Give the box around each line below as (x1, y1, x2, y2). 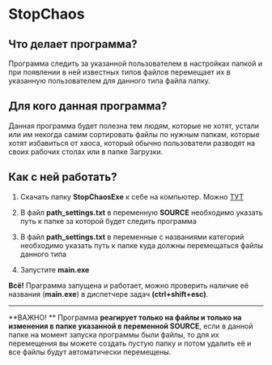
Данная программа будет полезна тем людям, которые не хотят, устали (8, 121, 259, 131)
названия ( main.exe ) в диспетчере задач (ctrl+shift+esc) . (8, 289, 209, 298)
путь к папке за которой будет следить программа (19, 216, 197, 225)
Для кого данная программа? (8, 99, 168, 114)
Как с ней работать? (8, 170, 117, 184)
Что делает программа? (8, 37, 138, 51)
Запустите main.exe (19, 264, 90, 274)
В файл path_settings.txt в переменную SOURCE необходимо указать (19, 208, 263, 217)
